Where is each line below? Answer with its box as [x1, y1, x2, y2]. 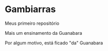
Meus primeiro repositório [5, 20, 59, 26]
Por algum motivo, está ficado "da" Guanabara [5, 39, 103, 46]
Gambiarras [5, 4, 56, 15]
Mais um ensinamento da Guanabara [5, 30, 82, 36]
